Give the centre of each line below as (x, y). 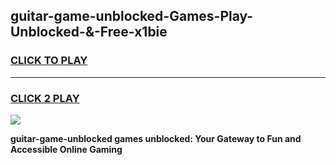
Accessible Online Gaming (66, 149)
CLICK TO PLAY (49, 61)
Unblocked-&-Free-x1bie (89, 32)
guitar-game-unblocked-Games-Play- (132, 16)
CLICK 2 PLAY (45, 98)
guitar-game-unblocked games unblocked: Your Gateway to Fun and (156, 138)
